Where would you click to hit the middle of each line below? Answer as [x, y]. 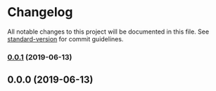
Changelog [40, 12]
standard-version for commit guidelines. [65, 38]
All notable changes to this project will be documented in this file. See [108, 31]
